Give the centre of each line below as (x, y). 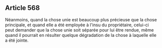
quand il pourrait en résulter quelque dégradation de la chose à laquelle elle (81, 35)
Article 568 (22, 8)
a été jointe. (17, 40)
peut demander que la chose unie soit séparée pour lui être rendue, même (80, 30)
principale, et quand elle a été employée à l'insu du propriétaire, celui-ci (77, 25)
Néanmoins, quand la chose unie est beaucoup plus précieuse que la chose (81, 19)
